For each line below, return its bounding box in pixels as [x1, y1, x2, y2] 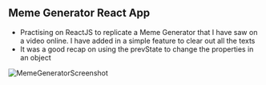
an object [19, 52, 51, 62]
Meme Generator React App [8, 6, 151, 20]
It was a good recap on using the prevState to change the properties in [19, 44, 254, 54]
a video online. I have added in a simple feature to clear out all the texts [19, 36, 256, 45]
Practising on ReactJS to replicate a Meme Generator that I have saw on [19, 27, 258, 37]
